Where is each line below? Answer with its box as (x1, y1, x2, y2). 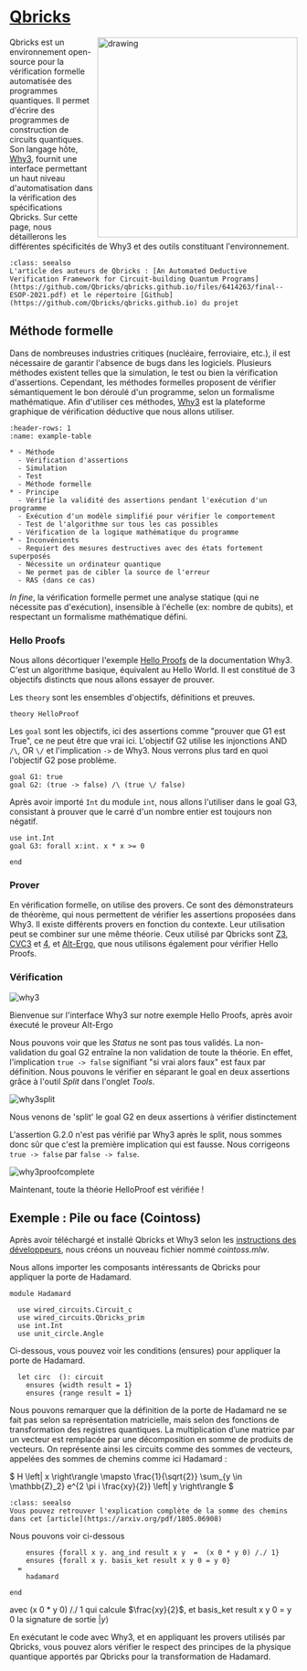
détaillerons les (9, 230, 67, 241)
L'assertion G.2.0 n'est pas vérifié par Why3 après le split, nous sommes (9, 1129, 282, 1140)
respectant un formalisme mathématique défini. (9, 611, 188, 622)
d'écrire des (9, 104, 55, 115)
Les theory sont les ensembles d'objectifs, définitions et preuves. (9, 692, 256, 703)
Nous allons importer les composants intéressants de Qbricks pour (9, 1262, 261, 1273)
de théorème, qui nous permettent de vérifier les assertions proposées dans (9, 909, 297, 920)
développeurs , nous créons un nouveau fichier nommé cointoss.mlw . (9, 1244, 270, 1255)
